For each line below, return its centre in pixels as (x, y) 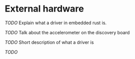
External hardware (44, 9)
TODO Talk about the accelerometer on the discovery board (67, 32)
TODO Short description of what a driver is (49, 42)
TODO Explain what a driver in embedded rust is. (56, 23)
